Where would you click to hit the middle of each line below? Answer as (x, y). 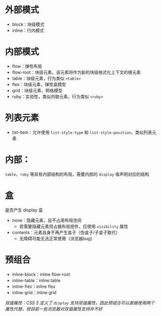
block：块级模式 (28, 24)
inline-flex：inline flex (34, 286)
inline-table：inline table (36, 280)
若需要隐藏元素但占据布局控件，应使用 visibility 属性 (74, 226)
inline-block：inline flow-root (41, 274)
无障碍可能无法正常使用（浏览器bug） (57, 238)
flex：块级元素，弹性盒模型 (39, 84)
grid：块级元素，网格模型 (37, 90)
